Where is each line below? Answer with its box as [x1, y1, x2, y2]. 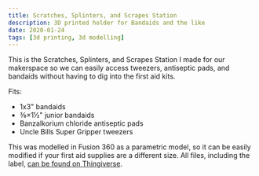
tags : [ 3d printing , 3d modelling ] [8, 33, 125, 42]
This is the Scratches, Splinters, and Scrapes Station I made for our [8, 55, 225, 64]
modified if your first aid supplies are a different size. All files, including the [8, 151, 250, 160]
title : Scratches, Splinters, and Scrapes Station [8, 11, 177, 20]
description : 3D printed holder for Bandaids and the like [8, 19, 206, 27]
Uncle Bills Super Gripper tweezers [19, 127, 133, 137]
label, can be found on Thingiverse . [8, 159, 123, 169]
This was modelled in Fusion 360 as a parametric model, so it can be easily [8, 142, 251, 152]
